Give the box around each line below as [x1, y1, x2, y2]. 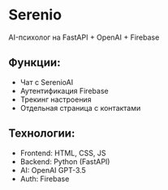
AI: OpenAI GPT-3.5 [19, 165, 87, 175]
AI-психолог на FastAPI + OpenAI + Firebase [8, 32, 160, 42]
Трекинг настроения [19, 95, 92, 104]
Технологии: [8, 127, 75, 141]
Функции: [8, 56, 61, 70]
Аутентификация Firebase [19, 86, 109, 95]
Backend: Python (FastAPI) [19, 156, 110, 167]
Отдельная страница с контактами [19, 103, 141, 112]
